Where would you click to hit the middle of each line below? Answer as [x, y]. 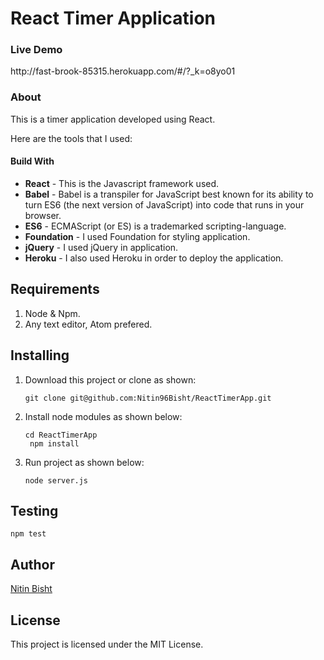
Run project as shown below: [84, 462]
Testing [34, 511]
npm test [28, 534]
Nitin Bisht [31, 589]
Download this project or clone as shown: [110, 379]
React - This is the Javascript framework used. [122, 183]
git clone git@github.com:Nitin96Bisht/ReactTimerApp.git [148, 398]
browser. [43, 215]
